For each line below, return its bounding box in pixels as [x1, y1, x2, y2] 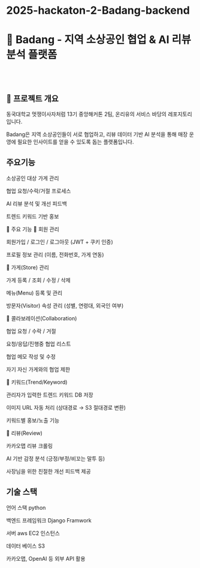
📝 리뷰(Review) [6, 429, 43, 437]
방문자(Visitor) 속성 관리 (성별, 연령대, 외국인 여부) [6, 302, 124, 309]
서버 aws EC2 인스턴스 [6, 529, 60, 537]
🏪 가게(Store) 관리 [6, 263, 49, 271]
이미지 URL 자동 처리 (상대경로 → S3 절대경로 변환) [6, 404, 126, 411]
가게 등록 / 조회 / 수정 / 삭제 [6, 277, 71, 284]
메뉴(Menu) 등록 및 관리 [6, 289, 63, 296]
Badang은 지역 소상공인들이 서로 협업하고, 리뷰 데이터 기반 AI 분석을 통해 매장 [6, 130, 188, 138]
